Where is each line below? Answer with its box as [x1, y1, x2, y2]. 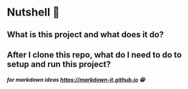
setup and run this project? [7, 59, 111, 69]
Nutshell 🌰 [7, 5, 60, 19]
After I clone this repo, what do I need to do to [7, 49, 182, 60]
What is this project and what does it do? [7, 29, 164, 40]
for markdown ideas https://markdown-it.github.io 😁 [7, 76, 145, 83]
